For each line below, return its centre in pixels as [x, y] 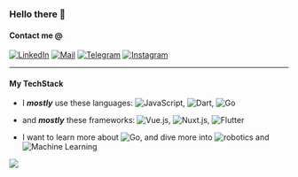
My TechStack [36, 83]
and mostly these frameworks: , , [116, 120]
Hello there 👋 [38, 14]
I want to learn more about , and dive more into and [145, 137]
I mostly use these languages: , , [118, 103]
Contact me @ [36, 35]
